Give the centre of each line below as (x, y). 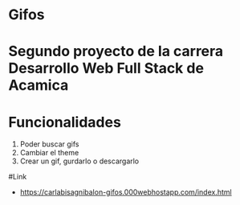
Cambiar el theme (49, 153)
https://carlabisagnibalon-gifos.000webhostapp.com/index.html (126, 192)
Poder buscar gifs (49, 144)
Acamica (39, 85)
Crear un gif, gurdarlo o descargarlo (79, 161)
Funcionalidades (65, 122)
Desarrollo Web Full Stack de (106, 68)
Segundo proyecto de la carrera (116, 52)
